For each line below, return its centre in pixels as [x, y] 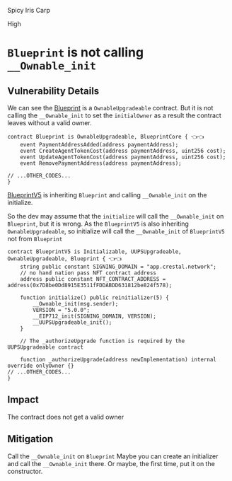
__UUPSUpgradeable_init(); [72, 323]
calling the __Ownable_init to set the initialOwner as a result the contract [114, 115]
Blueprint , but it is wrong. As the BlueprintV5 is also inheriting [98, 224]
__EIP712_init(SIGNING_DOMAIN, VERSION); [95, 316]
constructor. [25, 471]
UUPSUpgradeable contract [45, 347]
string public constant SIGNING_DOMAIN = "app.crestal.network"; [118, 267]
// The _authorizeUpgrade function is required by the [103, 341]
